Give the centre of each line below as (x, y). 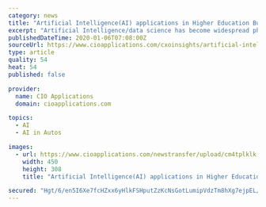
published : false (37, 75)
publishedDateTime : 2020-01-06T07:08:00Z (78, 38)
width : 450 (40, 162)
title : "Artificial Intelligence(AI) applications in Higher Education (129, 23)
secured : (23, 191)
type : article (32, 52)
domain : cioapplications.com (63, 104)
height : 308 (42, 169)
